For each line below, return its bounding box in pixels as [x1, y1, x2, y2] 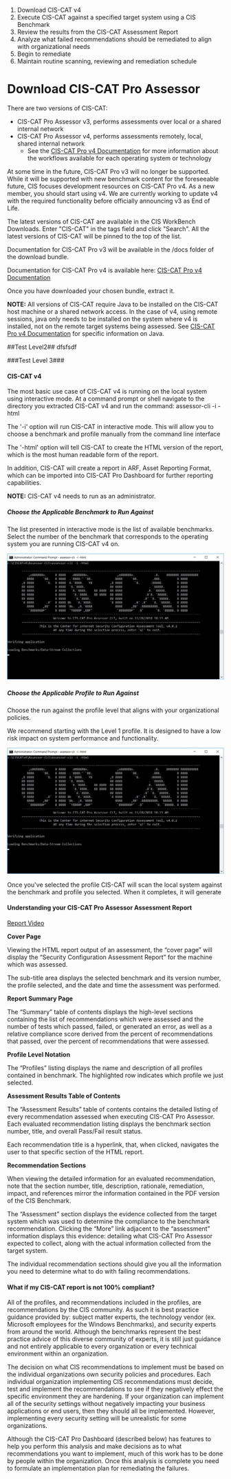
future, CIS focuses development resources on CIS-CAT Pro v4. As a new [7, 182, 215, 190]
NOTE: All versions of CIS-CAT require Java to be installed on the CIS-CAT [7, 300, 219, 308]
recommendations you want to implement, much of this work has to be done [7, 1449, 223, 1458]
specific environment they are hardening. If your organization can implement [7, 1392, 224, 1400]
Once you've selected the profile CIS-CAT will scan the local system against [7, 881, 222, 889]
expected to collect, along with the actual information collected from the [7, 1239, 212, 1247]
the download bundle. [7, 252, 69, 261]
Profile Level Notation [7, 1051, 71, 1058]
